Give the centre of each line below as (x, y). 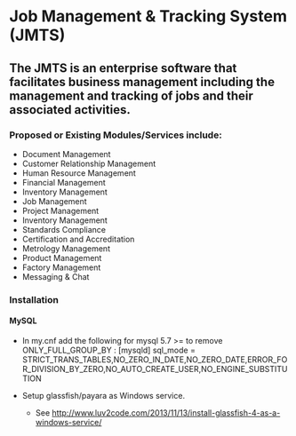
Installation (34, 299)
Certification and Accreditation (78, 239)
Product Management (62, 258)
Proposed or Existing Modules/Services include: (116, 135)
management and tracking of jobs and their (131, 95)
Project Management (60, 210)
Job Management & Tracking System (148, 16)
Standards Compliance (64, 229)
